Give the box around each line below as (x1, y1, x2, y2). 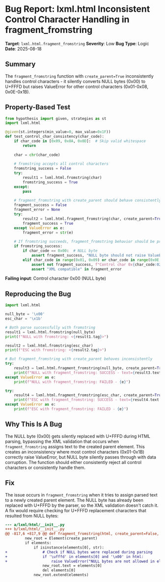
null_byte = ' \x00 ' (5, 312, 45, 317)
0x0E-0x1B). (5, 88, 30, 94)
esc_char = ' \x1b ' (5, 316, 43, 321)
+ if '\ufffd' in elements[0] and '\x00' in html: (5, 554, 144, 559)
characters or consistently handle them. (5, 465, 86, 470)
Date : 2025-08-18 (5, 46, 42, 52)
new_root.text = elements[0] (42, 563, 102, 568)
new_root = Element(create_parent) (25, 536, 98, 541)
